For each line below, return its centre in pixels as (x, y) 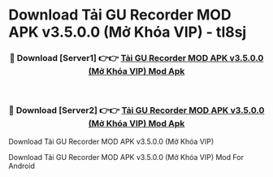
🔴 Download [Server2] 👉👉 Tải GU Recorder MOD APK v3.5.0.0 (136, 110)
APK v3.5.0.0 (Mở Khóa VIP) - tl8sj (128, 32)
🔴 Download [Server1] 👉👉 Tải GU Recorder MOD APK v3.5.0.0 (136, 58)
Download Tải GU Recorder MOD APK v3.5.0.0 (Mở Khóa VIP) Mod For (126, 157)
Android (22, 166)
